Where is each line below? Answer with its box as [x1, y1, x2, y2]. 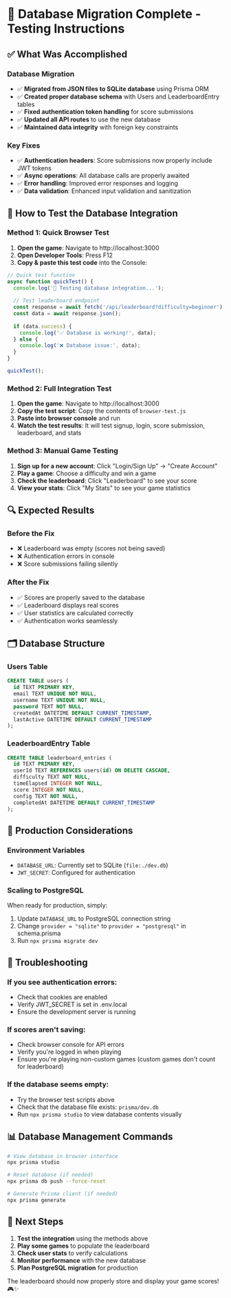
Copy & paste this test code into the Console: [16, 258, 148, 266]
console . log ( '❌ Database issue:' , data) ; [19, 342, 141, 349]
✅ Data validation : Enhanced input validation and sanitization [16, 187, 191, 195]
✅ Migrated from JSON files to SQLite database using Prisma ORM [16, 84, 210, 92]
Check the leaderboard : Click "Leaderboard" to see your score [16, 476, 197, 485]
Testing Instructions [7, 21, 125, 37]
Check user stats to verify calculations [16, 1248, 129, 1257]
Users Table [7, 661, 48, 671]
